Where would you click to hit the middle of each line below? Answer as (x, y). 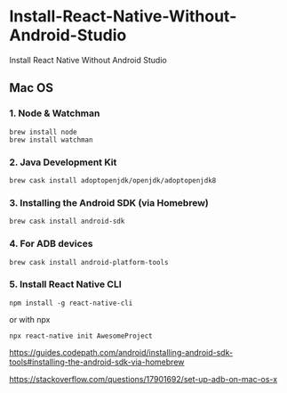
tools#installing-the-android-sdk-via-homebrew (97, 362)
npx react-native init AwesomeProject (81, 336)
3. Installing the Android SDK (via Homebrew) (109, 202)
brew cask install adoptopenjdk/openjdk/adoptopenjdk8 (113, 180)
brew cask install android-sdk (67, 221)
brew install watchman (51, 140)
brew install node (43, 132)
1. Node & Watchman (55, 113)
